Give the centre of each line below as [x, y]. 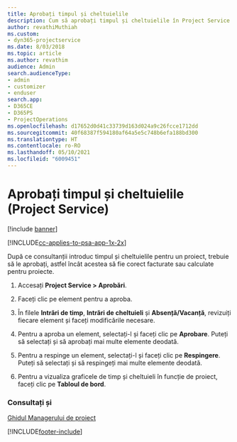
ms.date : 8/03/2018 [36, 47]
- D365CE [20, 106]
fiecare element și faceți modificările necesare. [86, 320]
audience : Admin [31, 67]
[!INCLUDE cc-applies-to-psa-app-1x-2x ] [67, 243]
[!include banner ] [33, 228]
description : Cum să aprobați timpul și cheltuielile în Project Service [119, 21]
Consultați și [29, 402]
